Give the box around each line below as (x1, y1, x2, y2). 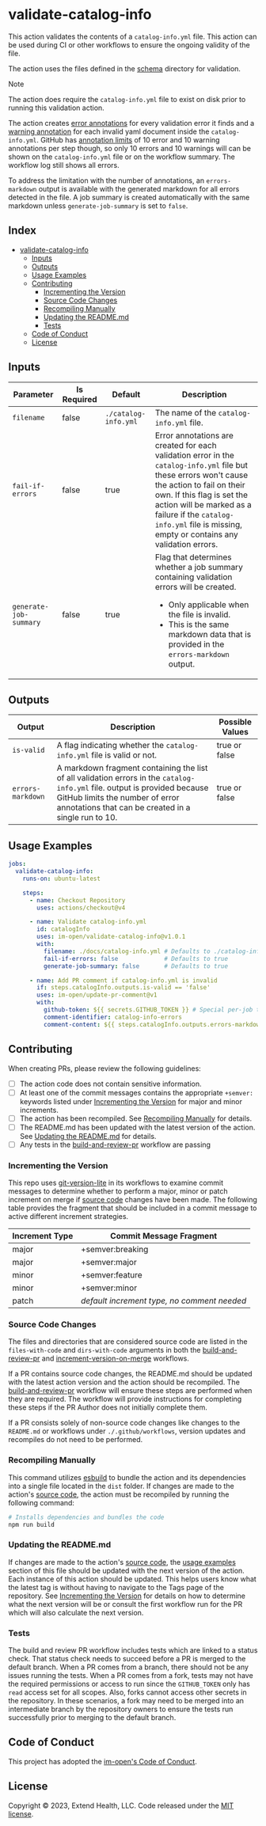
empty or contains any (154, 529, 239, 540)
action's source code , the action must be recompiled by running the (8, 1490, 230, 1499)
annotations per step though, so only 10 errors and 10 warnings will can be (8, 143, 252, 153)
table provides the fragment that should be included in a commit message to (8, 1203, 257, 1213)
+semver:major (80, 1257, 137, 1268)
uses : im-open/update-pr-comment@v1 (36, 991, 158, 999)
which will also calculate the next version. (8, 1608, 144, 1617)
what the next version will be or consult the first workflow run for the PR (8, 1599, 243, 1608)
